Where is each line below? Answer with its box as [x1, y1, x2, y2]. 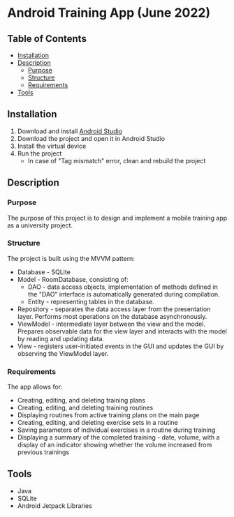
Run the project [17, 149, 62, 158]
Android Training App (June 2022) [7, 5, 211, 21]
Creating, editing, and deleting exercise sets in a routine [17, 419, 178, 427]
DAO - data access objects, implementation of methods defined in [27, 283, 218, 291]
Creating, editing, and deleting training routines [17, 403, 154, 412]
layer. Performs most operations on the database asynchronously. [17, 312, 207, 320]
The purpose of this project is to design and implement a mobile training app [7, 213, 228, 222]
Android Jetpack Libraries [17, 501, 92, 510]
